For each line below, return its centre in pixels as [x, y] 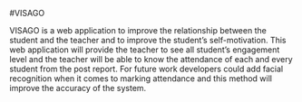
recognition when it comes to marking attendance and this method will [141, 79]
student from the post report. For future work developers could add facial [146, 69]
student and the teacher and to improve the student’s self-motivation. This [148, 40]
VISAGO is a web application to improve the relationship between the [138, 30]
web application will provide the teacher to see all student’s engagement [145, 50]
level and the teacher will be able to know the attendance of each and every [151, 59]
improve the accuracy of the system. [78, 88]
